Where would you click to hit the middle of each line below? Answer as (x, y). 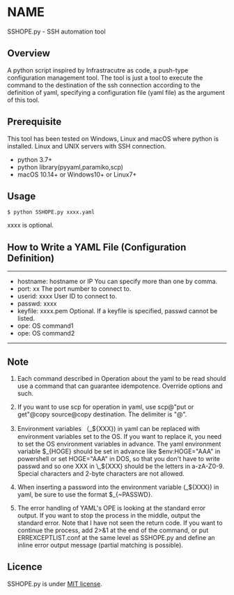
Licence (25, 567)
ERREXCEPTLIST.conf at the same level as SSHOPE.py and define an (116, 537)
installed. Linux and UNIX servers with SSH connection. (87, 146)
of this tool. (23, 100)
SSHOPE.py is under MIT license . (55, 584)
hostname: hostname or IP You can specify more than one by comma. (117, 281)
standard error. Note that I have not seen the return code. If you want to (120, 523)
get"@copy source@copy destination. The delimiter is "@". (102, 414)
